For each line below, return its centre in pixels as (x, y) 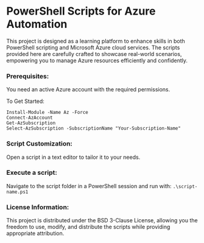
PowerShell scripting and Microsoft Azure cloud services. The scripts (93, 48)
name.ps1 (17, 192)
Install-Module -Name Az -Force (47, 113)
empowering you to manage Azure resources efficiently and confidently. (97, 60)
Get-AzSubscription (31, 123)
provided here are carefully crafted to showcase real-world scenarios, (94, 54)
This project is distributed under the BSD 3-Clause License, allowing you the (102, 220)
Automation (37, 24)
